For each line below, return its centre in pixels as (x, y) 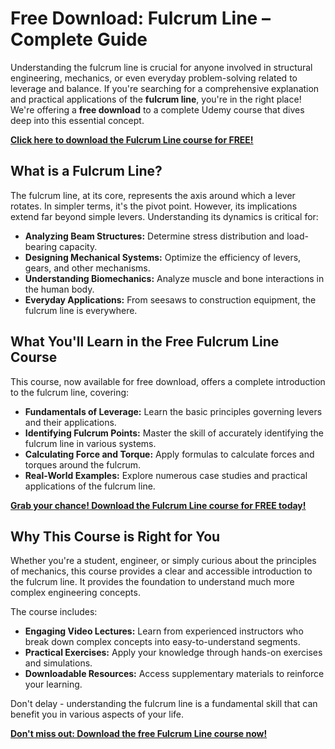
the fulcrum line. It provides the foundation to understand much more (152, 582)
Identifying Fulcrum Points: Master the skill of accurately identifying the (174, 433)
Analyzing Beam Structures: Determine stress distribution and (154, 236)
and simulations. (58, 663)
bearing (41, 246)
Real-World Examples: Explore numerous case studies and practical (166, 475)
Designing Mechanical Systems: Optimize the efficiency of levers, (163, 257)
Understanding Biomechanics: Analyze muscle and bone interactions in (174, 278)
